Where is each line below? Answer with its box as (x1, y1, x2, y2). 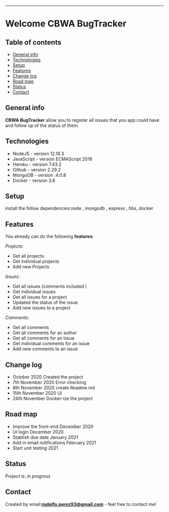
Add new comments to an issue (12, 346, 78, 352)
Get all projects (12, 253, 44, 259)
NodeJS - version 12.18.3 (12, 150, 64, 157)
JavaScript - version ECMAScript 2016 (12, 156, 93, 162)
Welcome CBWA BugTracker (5, 18, 127, 29)
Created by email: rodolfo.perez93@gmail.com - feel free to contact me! (5, 501, 157, 507)
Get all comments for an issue (12, 335, 74, 341)
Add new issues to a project (12, 305, 70, 311)
